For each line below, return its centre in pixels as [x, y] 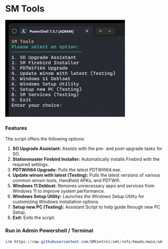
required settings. [30, 164]
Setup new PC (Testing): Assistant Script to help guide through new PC [86, 207]
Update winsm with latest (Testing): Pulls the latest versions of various [86, 175]
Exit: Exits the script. [34, 217]
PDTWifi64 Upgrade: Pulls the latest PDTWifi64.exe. [67, 170]
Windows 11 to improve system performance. [58, 191]
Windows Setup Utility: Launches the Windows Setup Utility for [78, 196]
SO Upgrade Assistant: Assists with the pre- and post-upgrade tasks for [87, 148]
